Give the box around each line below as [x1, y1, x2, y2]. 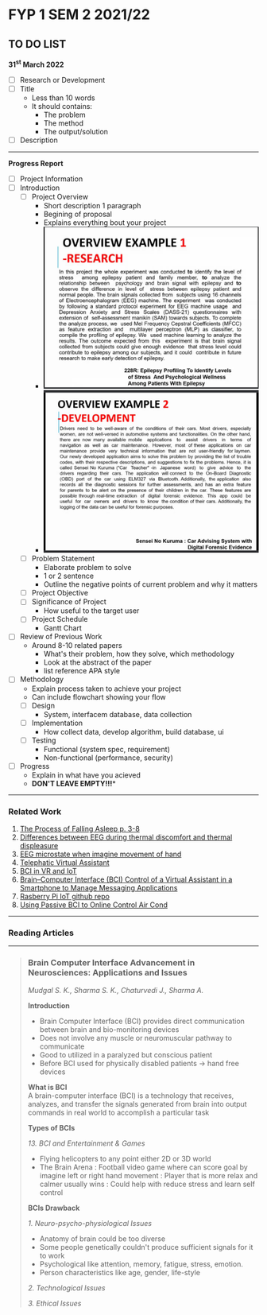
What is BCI [27, 1082, 68, 1092]
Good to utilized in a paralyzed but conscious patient [39, 1049, 213, 1059]
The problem [43, 110, 86, 119]
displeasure [19, 841, 59, 851]
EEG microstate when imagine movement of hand [19, 849, 182, 859]
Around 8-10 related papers [31, 641, 122, 650]
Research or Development [19, 75, 106, 84]
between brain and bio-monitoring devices [39, 1024, 180, 1034]
